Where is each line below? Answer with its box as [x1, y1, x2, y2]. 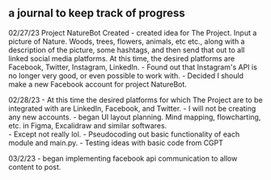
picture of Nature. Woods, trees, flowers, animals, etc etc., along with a [8, 36, 245, 46]
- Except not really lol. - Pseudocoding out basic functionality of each [8, 129, 240, 139]
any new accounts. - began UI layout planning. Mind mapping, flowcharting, [8, 112, 261, 122]
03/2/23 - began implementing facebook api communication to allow [8, 153, 238, 163]
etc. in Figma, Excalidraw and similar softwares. [8, 120, 167, 130]
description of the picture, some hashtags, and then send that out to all [8, 44, 245, 55]
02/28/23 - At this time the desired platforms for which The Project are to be [8, 94, 263, 104]
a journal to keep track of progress [8, 6, 186, 20]
